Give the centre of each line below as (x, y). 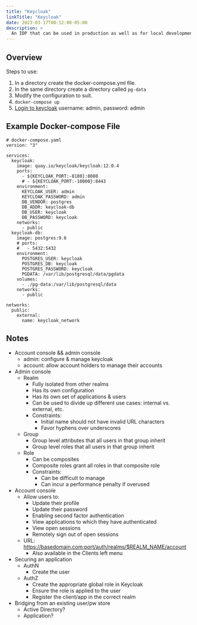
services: (18, 156)
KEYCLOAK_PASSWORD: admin (53, 197)
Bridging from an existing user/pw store (62, 603)
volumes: (27, 279)
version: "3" (22, 145)
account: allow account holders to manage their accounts (93, 365)
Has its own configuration (63, 390)
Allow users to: (41, 497)
